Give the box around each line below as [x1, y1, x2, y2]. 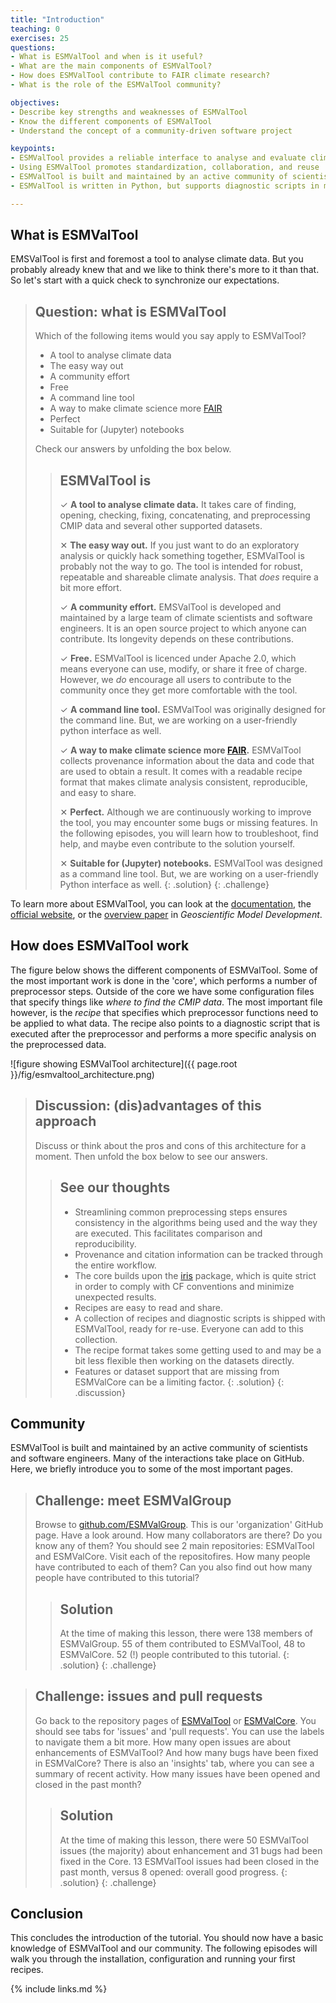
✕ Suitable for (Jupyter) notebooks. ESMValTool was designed [59, 857, 323, 870]
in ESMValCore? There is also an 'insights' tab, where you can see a [34, 1757, 315, 1769]
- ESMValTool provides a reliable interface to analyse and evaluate [10, 153, 307, 163]
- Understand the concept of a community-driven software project [10, 126, 293, 136]
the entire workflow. [74, 1259, 157, 1271]
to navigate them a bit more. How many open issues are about [34, 1736, 291, 1748]
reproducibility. [74, 1237, 137, 1250]
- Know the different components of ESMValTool [10, 116, 213, 126]
